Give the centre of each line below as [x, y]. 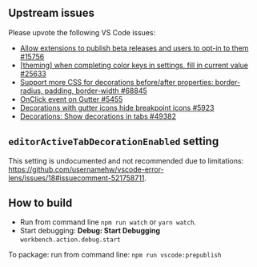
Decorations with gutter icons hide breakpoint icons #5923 [117, 107]
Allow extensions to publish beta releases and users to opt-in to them [134, 48]
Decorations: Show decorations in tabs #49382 [98, 116]
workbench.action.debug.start [70, 240]
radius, [31, 91]
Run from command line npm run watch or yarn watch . [108, 222]
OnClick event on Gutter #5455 [71, 99]
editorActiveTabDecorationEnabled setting [114, 142]
